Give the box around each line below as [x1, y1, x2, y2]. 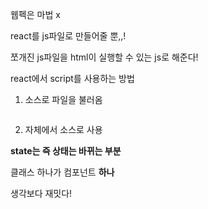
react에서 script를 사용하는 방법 [10, 73, 135, 84]
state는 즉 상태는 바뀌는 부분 [10, 145, 122, 157]
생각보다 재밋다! [10, 188, 73, 199]
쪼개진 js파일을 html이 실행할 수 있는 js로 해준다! [10, 51, 199, 63]
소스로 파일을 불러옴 [24, 94, 103, 105]
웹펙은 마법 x [10, 9, 61, 20]
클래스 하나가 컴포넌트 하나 [10, 166, 115, 178]
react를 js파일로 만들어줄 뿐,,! [10, 30, 127, 42]
